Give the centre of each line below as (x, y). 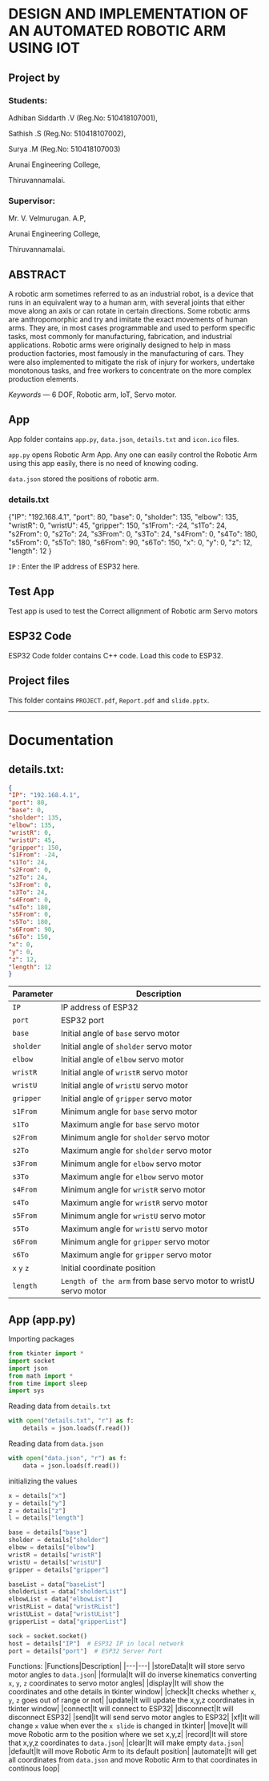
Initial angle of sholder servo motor (126, 1046)
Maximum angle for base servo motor (130, 1125)
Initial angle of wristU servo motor (124, 1086)
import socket (32, 1361)
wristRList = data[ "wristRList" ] (64, 1607)
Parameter (33, 994)
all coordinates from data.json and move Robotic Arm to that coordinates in (133, 1760)
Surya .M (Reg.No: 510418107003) (64, 148)
